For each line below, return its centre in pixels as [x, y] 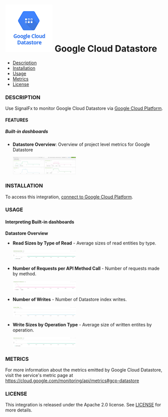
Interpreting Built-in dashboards [40, 222]
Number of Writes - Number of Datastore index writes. [70, 299]
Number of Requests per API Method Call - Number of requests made [86, 268]
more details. [19, 410]
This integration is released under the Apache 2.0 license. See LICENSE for [83, 405]
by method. [24, 274]
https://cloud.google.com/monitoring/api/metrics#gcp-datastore [72, 381]
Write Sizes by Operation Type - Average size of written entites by [82, 325]
